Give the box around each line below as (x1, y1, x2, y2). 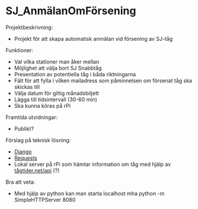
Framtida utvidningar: (5, 114, 58, 121)
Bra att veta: (5, 178, 36, 185)
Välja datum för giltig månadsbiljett (14, 89, 99, 97)
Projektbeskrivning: (5, 24, 53, 31)
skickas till (14, 83, 40, 90)
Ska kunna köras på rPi (14, 102, 71, 109)
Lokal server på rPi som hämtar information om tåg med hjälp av (14, 160, 171, 168)
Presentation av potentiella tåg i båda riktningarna (14, 70, 136, 78)
